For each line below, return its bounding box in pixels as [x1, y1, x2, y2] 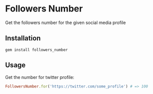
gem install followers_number [5, 47, 68, 52]
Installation [5, 34, 41, 42]
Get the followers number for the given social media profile [5, 19, 126, 25]
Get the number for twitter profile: [5, 74, 75, 80]
